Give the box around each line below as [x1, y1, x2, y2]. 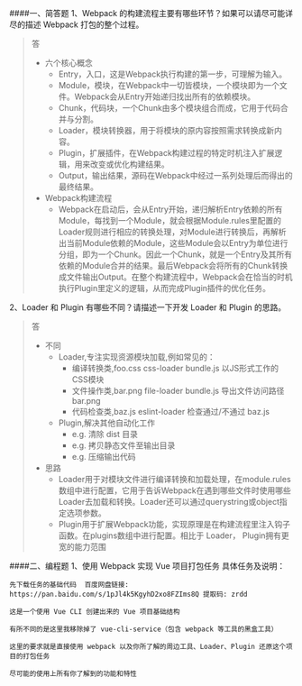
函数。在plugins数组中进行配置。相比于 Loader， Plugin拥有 [58, 530, 282, 541]
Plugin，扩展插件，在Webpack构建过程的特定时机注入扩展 [58, 148, 275, 158]
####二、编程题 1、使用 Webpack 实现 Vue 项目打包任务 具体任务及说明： [9, 561, 286, 571]
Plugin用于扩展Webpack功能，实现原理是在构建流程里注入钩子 [58, 519, 291, 529]
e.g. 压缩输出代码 [71, 452, 136, 462]
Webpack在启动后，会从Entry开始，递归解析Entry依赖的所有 [58, 204, 283, 215]
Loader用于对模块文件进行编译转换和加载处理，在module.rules [58, 474, 291, 484]
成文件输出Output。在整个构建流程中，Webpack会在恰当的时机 [58, 271, 293, 282]
